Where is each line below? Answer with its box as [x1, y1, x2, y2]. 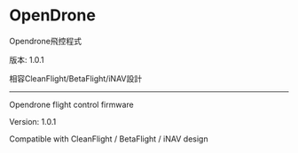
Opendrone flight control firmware [9, 99, 135, 110]
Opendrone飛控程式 [9, 35, 82, 46]
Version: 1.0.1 [9, 116, 57, 126]
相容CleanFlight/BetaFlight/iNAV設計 [9, 73, 143, 84]
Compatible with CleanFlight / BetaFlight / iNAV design [9, 134, 208, 144]
